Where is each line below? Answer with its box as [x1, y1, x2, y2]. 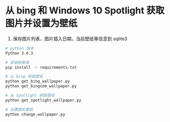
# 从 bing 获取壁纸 [5, 74, 43, 79]
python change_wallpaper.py [5, 112, 66, 117]
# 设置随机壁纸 [5, 107, 33, 112]
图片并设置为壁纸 [5, 18, 78, 29]
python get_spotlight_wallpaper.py [5, 97, 82, 103]
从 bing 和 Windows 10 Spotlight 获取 [5, 5, 165, 16]
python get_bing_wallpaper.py [5, 79, 70, 84]
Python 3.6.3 [5, 50, 33, 56]
